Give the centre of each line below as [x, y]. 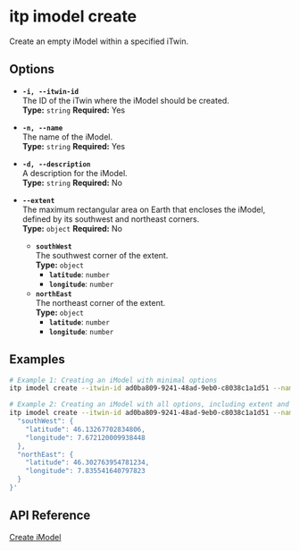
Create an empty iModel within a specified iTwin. [99, 41]
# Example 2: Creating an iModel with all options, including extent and [150, 404]
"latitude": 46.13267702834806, [85, 429]
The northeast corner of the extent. [100, 302]
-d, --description [56, 164]
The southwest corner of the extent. [102, 255]
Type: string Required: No [72, 182]
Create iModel [35, 537]
